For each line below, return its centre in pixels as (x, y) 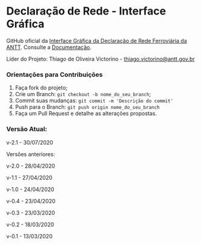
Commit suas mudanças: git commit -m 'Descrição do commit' (94, 100)
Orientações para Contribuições (54, 74)
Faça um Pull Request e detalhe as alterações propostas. (86, 114)
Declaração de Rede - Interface (86, 11)
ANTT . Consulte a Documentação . (49, 47)
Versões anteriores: (31, 154)
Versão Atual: (27, 129)
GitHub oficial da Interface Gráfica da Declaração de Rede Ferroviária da (97, 41)
